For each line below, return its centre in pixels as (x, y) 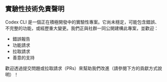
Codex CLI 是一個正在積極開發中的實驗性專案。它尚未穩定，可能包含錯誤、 (82, 22)
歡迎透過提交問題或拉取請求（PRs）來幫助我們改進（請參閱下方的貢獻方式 (81, 68)
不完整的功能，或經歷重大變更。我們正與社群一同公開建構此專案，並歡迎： (82, 28)
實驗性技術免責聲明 (35, 9)
